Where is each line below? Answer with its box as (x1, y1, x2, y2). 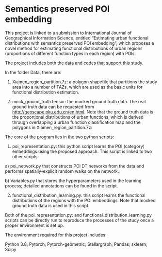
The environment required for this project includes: (5, 232, 107, 238)
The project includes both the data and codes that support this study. (5, 60, 144, 66)
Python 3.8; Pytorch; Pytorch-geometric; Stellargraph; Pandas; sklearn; (5, 241, 148, 247)
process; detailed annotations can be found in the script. (5, 183, 118, 188)
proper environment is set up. (5, 222, 65, 228)
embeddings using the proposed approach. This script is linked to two (12, 148, 152, 154)
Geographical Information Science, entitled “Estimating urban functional (5, 35, 149, 41)
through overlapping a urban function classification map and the (12, 119, 141, 125)
